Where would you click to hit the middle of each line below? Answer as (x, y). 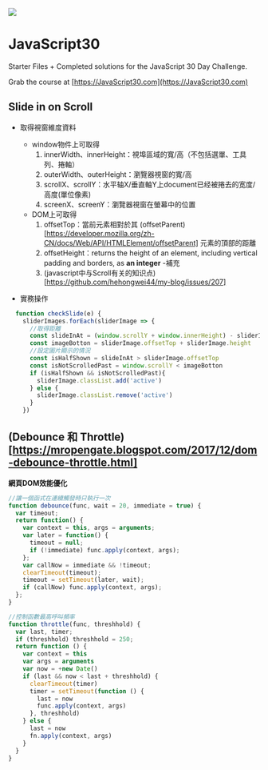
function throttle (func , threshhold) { (75, 624)
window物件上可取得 (65, 144)
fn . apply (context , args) (71, 736)
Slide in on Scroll (51, 107)
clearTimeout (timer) (63, 684)
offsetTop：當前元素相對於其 (91, 224)
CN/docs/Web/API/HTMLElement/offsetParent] (121, 243)
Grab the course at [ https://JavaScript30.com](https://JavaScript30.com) (128, 82)
